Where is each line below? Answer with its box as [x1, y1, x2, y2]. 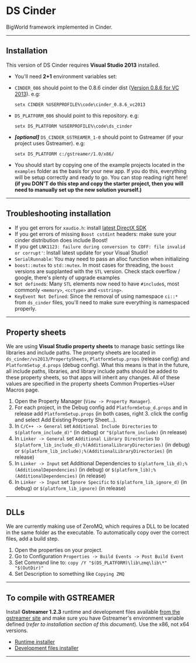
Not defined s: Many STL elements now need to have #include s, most [14, 280, 180, 287]
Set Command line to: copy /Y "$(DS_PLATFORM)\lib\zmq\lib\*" [14, 559, 167, 566]
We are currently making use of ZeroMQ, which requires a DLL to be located [6, 523, 190, 530]
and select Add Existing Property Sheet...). [14, 417, 117, 424]
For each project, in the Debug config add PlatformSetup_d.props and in [14, 404, 188, 411]
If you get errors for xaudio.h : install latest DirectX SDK [14, 224, 147, 231]
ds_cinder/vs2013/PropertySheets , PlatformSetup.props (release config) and [6, 355, 190, 362]
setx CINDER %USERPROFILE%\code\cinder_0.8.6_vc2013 [14, 101, 146, 108]
